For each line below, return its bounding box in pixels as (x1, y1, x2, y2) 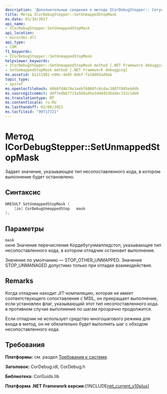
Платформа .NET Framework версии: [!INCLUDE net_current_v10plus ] (5, 383, 150, 389)
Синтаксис (5, 188, 41, 197)
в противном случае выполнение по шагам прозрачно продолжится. (5, 306, 153, 312)
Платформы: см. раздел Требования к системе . (5, 354, 108, 360)
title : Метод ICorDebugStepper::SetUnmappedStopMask (5, 12, 117, 17)
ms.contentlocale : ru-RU (5, 100, 57, 105)
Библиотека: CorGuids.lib (5, 373, 60, 379)
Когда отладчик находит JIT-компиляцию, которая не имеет (5, 290, 133, 296)
